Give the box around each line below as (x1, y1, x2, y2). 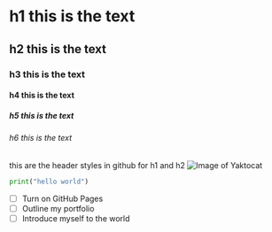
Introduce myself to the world (21, 213, 130, 223)
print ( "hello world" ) (9, 177, 89, 186)
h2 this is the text (9, 42, 106, 57)
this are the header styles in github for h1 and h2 (9, 159, 186, 170)
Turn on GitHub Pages (21, 193, 104, 204)
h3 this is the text (9, 68, 86, 81)
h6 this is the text (9, 133, 73, 143)
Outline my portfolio (21, 203, 95, 213)
